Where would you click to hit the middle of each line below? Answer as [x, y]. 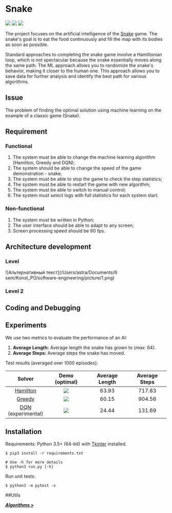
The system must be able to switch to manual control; [69, 190]
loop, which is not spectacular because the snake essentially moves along [83, 60]
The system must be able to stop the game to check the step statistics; [88, 179]
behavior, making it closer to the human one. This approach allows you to [82, 71]
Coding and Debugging [43, 308]
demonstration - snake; [37, 174]
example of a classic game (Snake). [43, 115]
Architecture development [48, 247]
